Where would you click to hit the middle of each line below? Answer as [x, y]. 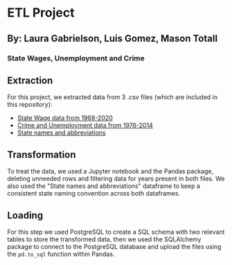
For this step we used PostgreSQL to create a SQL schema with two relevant [116, 232]
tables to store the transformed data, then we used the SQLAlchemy [104, 239]
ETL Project [41, 13]
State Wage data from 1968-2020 [65, 118]
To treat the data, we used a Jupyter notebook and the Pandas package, [110, 171]
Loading [25, 215]
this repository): [30, 105]
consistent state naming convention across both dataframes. [94, 194]
